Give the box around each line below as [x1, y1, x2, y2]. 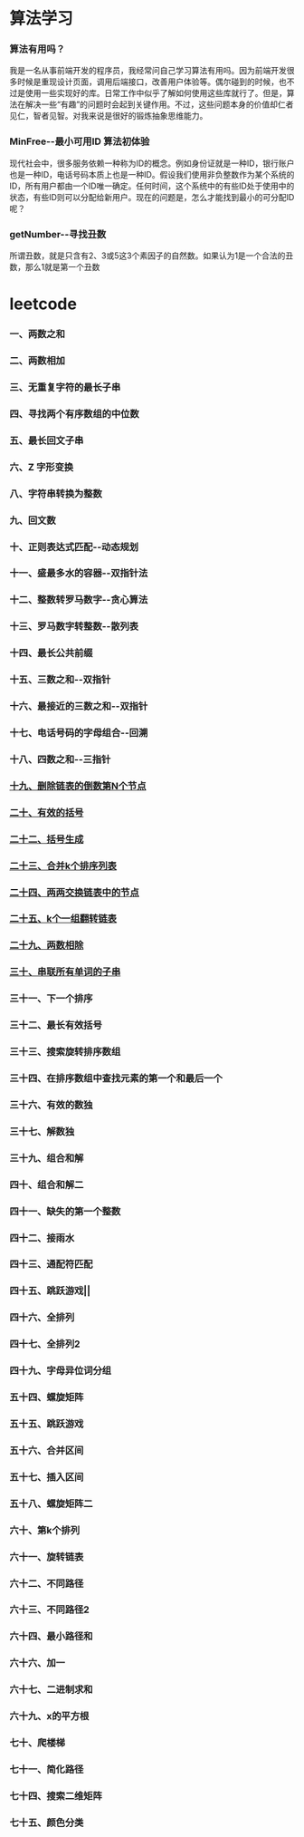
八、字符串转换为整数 [9, 487, 102, 499]
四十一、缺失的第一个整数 [9, 1204, 121, 1217]
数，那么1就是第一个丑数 [9, 262, 100, 273]
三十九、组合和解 [9, 1152, 84, 1165]
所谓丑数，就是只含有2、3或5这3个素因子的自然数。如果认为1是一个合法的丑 [9, 250, 294, 261]
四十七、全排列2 [9, 1338, 81, 1350]
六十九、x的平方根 [9, 1710, 90, 1723]
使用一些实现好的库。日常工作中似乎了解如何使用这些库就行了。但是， [24, 88, 287, 99]
